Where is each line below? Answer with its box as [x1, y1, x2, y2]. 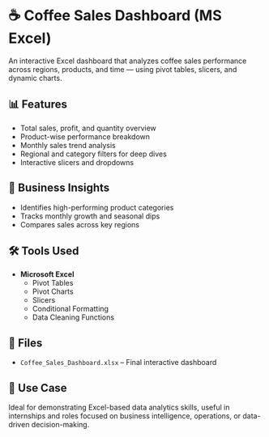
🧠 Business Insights [8, 181, 110, 195]
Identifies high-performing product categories [19, 202, 174, 212]
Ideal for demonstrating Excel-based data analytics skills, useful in [8, 402, 230, 412]
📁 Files [8, 336, 43, 350]
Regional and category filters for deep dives [19, 149, 168, 159]
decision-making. [31, 420, 90, 429]
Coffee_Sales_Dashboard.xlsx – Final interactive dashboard [19, 358, 217, 367]
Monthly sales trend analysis [19, 140, 116, 150]
